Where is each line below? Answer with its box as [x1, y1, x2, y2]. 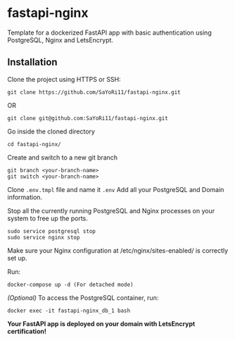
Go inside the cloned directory [7, 127, 95, 136]
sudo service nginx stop [7, 234, 80, 241]
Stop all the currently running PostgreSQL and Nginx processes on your [7, 206, 215, 215]
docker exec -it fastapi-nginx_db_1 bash [7, 307, 131, 314]
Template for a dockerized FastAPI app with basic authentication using [7, 28, 212, 37]
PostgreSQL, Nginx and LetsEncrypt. [7, 35, 114, 44]
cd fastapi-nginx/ [7, 140, 61, 148]
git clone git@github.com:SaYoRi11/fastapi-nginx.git [7, 114, 169, 121]
